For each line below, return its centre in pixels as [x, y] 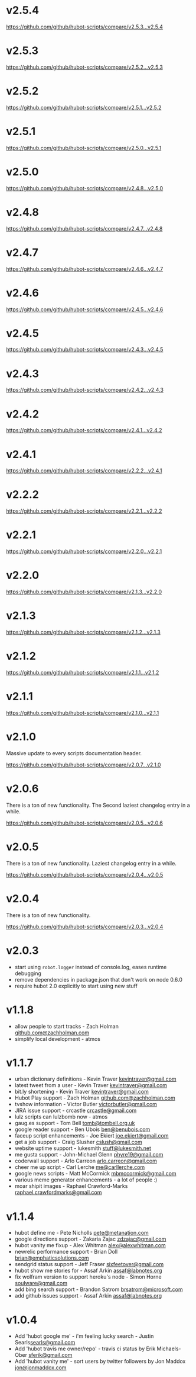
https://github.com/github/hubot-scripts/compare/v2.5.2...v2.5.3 [85, 67]
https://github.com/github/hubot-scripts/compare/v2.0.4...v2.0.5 [85, 874]
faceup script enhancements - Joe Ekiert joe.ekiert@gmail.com [92, 1136]
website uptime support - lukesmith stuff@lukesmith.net [83, 1148]
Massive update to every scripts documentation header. [74, 753]
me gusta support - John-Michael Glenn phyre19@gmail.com [89, 1155]
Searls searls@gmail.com [45, 1343]
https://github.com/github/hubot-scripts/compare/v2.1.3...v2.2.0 [84, 592]
